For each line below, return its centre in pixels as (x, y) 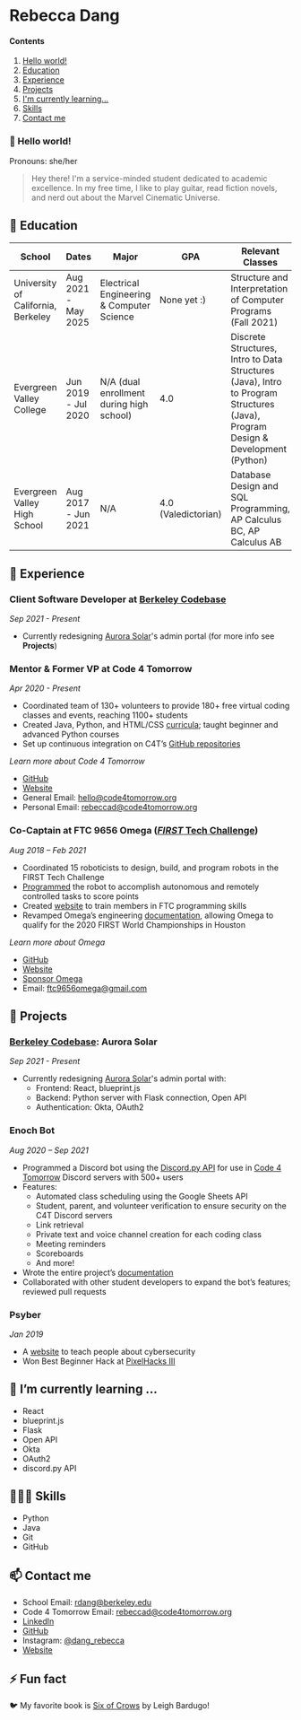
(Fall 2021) (254, 322)
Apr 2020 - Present (45, 688)
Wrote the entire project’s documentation (98, 1272)
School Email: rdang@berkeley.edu (87, 1602)
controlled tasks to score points (80, 896)
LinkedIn (38, 1621)
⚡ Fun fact (38, 1679)
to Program (254, 393)
